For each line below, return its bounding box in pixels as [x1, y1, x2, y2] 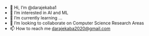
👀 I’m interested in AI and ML [9, 10, 69, 16]
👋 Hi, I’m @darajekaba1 [9, 5, 57, 10]
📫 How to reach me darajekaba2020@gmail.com [9, 26, 111, 31]
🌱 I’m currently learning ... [9, 15, 63, 20]
